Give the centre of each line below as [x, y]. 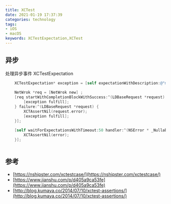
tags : [11, 24]
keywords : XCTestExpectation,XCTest [44, 39]
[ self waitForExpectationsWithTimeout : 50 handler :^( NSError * [82, 130]
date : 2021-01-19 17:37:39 [34, 15]
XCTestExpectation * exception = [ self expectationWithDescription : [87, 83]
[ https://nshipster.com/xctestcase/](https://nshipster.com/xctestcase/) [87, 174]
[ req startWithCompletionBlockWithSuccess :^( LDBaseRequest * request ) [90, 97]
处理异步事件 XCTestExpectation [39, 73]
